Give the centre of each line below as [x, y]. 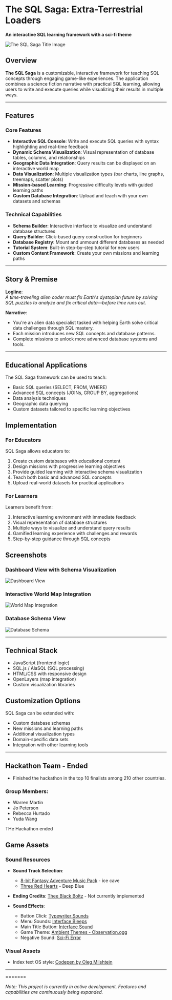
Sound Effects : [29, 906]
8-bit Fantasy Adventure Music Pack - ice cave [70, 881]
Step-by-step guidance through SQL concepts [62, 539]
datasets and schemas [37, 201]
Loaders [23, 20]
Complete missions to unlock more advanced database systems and [85, 339]
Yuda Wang [25, 819]
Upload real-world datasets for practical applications [68, 483]
